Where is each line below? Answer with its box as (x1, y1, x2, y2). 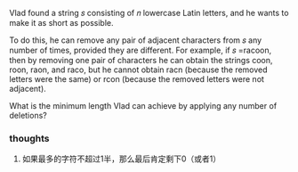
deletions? (9, 111, 47, 120)
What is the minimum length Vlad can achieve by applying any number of (9, 101, 278, 111)
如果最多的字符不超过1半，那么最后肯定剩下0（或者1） (21, 153, 221, 164)
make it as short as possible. (9, 18, 114, 28)
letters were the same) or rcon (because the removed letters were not (9, 74, 265, 84)
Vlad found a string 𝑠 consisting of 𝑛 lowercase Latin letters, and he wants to (9, 8, 289, 18)
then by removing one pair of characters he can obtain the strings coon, (9, 55, 273, 65)
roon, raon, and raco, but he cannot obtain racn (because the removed (9, 64, 269, 75)
